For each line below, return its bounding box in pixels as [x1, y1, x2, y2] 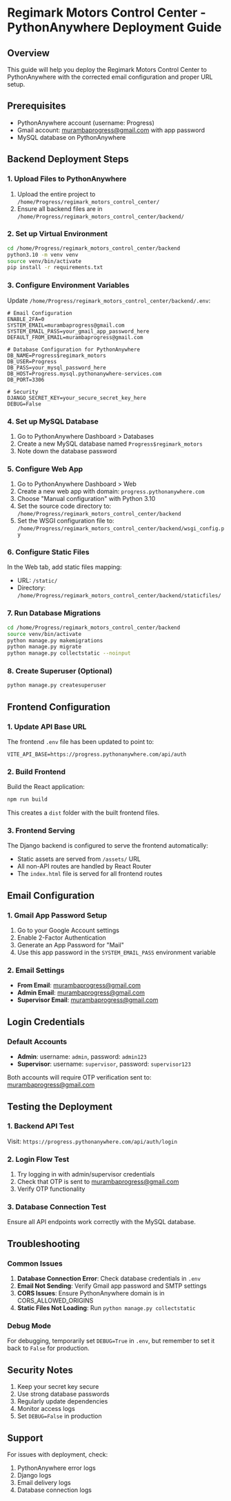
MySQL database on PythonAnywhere [17, 133, 126, 141]
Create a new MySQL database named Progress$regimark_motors [17, 439, 203, 448]
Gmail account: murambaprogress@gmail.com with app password [17, 126, 205, 134]
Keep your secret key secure [17, 1383, 99, 1391]
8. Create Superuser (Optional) [7, 666, 112, 676]
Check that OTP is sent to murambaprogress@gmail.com [17, 1178, 179, 1186]
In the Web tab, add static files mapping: [7, 563, 122, 572]
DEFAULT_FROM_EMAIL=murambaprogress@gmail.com [7, 334, 143, 340]
